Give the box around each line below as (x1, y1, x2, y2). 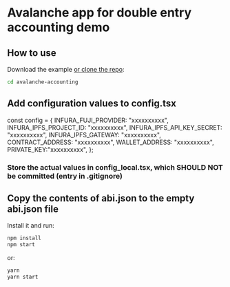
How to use (7, 47, 56, 59)
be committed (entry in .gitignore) (7, 171, 123, 181)
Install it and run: (7, 221, 55, 230)
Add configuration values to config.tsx (7, 98, 177, 110)
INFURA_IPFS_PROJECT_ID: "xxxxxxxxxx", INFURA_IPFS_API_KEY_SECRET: (7, 123, 222, 132)
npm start (7, 241, 36, 248)
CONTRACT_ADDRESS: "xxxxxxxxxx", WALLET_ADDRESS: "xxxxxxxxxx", (7, 138, 215, 146)
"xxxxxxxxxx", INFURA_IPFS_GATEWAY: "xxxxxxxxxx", (7, 130, 162, 139)
